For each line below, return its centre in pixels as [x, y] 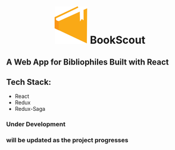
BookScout [118, 40]
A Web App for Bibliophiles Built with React [87, 62]
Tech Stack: [29, 82]
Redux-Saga [30, 109]
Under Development [36, 125]
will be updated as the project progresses [67, 141]
